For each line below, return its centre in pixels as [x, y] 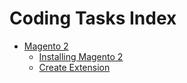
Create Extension [74, 67]
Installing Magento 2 [81, 56]
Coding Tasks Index [93, 18]
